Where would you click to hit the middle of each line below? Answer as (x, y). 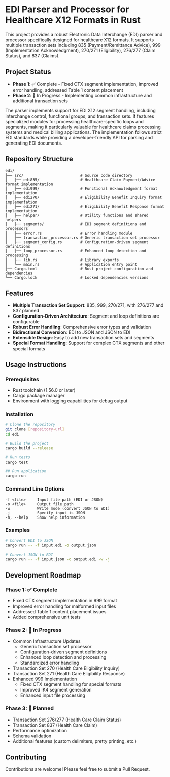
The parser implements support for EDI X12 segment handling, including (80, 110)
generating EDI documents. (34, 143)
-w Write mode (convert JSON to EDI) (58, 508)
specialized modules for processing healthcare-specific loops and (74, 121)
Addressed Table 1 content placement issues (59, 612)
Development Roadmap (43, 575)
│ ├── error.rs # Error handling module (69, 233)
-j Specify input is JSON (45, 513)
